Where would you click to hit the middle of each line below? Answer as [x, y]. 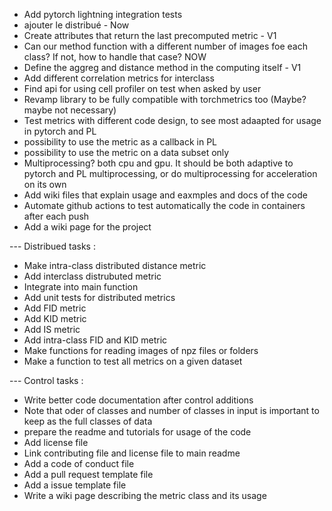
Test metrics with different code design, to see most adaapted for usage [172, 120]
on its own [45, 184]
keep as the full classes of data [88, 421]
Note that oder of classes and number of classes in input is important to [171, 410]
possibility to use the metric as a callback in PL [120, 142]
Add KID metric [55, 318]
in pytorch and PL [60, 131]
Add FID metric [55, 308]
